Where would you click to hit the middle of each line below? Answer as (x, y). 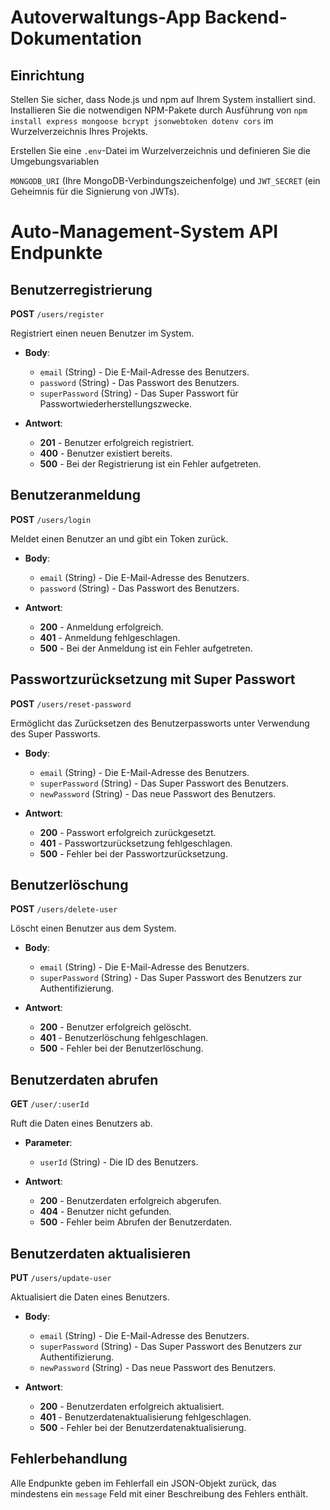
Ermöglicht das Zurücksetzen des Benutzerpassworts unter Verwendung (160, 723)
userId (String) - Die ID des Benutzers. (119, 1162)
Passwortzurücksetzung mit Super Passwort (153, 679)
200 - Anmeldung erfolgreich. (101, 627)
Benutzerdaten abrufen (84, 1079)
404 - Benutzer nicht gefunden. (105, 1212)
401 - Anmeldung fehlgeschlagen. (110, 637)
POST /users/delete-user (64, 909)
